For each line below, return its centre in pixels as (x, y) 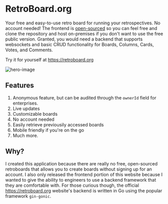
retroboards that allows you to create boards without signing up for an (79, 169)
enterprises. (25, 103)
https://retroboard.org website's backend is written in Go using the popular (84, 190)
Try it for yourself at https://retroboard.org (50, 59)
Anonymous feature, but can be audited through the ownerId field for (85, 97)
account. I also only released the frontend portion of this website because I (84, 174)
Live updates (26, 108)
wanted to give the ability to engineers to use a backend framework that (81, 180)
